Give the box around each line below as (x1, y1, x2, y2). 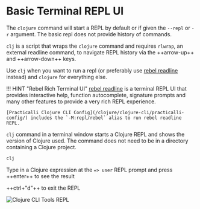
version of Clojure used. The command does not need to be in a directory (6, 137, 189, 144)
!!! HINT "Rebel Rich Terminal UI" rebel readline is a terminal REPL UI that (6, 85, 187, 92)
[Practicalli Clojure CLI (6, 109, 71, 115)
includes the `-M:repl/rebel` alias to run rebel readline (30, 115, 182, 121)
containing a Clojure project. (6, 143, 77, 150)
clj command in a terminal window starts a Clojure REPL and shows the (6, 130, 185, 138)
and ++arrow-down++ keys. (6, 55, 77, 62)
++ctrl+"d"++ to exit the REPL (6, 184, 81, 191)
